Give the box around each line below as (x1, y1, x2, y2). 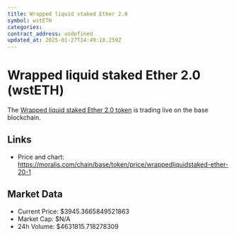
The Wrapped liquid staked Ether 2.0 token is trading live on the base (7, 106, 208, 114)
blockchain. (7, 113, 41, 122)
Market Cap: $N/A (17, 214, 71, 223)
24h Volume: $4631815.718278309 (17, 222, 119, 230)
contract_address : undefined (7, 30, 93, 38)
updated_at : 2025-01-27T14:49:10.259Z (7, 37, 122, 44)
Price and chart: (17, 152, 65, 161)
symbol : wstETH (7, 17, 52, 24)
